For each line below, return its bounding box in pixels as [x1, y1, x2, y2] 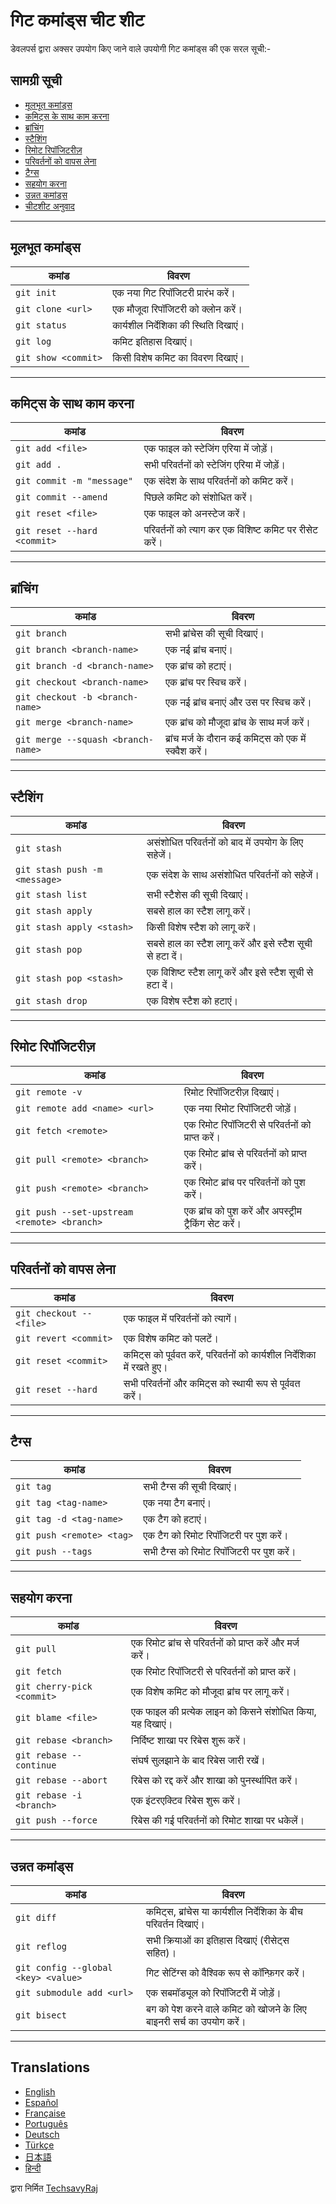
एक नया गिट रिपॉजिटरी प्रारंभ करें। [112, 285, 236, 299]
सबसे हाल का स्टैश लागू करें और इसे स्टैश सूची [146, 937, 313, 950]
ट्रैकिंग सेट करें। [183, 1216, 242, 1230]
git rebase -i [15, 1790, 83, 1801]
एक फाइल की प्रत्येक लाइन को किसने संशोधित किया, [131, 1705, 317, 1719]
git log [15, 335, 52, 347]
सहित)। [146, 1946, 177, 1960]
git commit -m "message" [15, 475, 134, 487]
